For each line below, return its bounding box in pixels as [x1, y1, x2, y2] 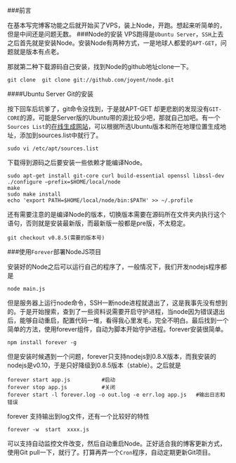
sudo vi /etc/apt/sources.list [7, 145, 99, 152]
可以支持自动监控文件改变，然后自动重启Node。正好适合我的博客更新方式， [7, 439, 226, 448]
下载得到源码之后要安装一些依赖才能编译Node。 [7, 158, 146, 167]
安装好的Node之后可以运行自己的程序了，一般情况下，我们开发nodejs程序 [7, 262, 221, 271]
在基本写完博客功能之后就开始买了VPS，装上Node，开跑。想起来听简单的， [7, 21, 226, 30]
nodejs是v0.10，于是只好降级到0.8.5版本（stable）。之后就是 [7, 361, 181, 369]
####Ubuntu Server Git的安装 [7, 90, 93, 98]
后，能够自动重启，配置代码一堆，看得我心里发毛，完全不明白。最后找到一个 [7, 316, 229, 324]
